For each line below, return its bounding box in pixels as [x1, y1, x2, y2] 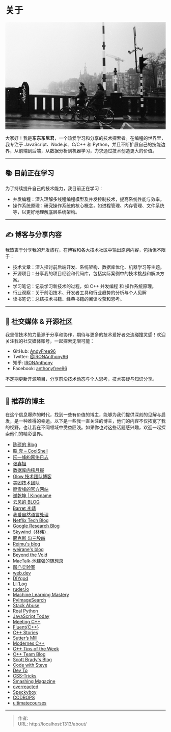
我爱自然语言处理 [12, 511, 49, 517]
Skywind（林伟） [12, 529, 49, 535]
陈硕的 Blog [12, 441, 37, 448]
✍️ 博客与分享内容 [5, 230, 62, 239]
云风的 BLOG [12, 499, 40, 505]
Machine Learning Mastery [12, 591, 70, 597]
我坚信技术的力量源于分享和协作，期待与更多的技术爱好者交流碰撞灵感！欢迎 [5, 332, 166, 338]
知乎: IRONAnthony [12, 360, 53, 366]
